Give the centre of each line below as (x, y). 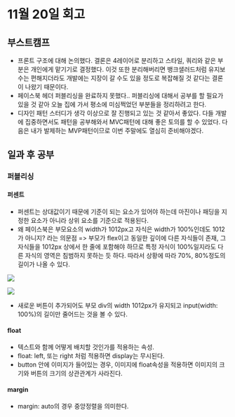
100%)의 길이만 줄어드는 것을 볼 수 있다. (72, 314)
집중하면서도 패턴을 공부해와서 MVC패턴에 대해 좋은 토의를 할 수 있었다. (123, 122)
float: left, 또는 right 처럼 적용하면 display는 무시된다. (91, 355)
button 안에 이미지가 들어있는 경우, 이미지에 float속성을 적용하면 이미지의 (117, 364)
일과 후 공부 (31, 155)
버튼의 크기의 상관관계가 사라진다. (76, 373)
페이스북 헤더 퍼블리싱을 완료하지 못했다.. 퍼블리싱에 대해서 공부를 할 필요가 (120, 96)
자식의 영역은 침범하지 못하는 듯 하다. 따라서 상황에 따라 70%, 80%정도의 (125, 255)
